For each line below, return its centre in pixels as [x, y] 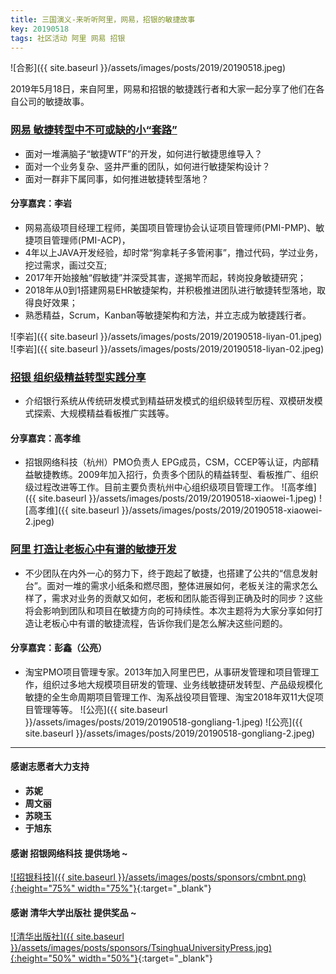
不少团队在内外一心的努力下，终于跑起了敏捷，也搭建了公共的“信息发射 [171, 573]
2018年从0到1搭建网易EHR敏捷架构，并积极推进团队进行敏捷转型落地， [170, 290]
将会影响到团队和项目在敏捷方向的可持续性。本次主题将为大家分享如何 [169, 610]
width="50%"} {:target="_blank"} [145, 958]
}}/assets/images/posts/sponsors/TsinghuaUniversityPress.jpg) [141, 948]
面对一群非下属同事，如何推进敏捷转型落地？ [117, 178]
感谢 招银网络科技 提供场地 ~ [69, 853]
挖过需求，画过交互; [66, 265]
